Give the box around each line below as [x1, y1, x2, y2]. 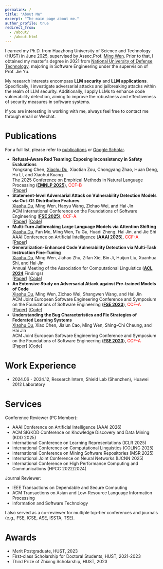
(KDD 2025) [12, 434, 36, 440]
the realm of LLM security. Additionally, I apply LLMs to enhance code [5, 88, 145, 94]
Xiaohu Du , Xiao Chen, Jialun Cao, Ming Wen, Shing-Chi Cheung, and [12, 322, 152, 328]
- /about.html [9, 35, 38, 40]
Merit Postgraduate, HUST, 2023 [12, 548, 78, 554]
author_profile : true [5, 21, 49, 26]
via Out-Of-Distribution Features [12, 197, 80, 203]
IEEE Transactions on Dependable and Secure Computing [12, 485, 127, 490]
